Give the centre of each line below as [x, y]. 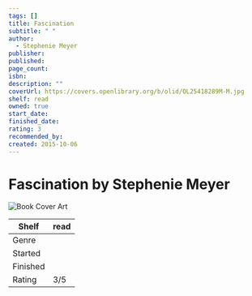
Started [27, 254]
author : [21, 39]
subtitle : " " [32, 31]
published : [27, 62]
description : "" [36, 84]
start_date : [28, 114]
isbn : [17, 76]
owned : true [28, 106]
